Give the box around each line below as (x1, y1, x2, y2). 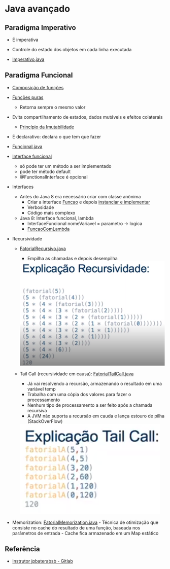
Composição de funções (12, 84, 64, 90)
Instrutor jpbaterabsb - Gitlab (12, 558, 73, 564)
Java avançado (5, 3, 71, 15)
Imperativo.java (12, 56, 45, 62)
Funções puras (12, 94, 44, 100)
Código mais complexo (27, 209, 76, 216)
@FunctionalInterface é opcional (19, 173, 88, 180)
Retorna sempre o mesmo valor (19, 104, 86, 110)
